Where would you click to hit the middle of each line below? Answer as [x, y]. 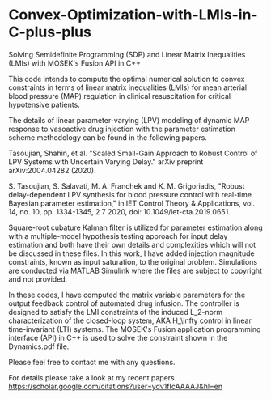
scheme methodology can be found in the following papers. [108, 137]
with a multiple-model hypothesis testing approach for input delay [118, 236]
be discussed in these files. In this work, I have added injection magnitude [131, 253]
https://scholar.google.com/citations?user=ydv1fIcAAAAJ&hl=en [116, 386]
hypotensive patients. [44, 104]
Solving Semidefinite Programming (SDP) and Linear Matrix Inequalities [127, 54]
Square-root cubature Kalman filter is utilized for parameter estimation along [135, 227]
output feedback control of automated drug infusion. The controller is [124, 303]
